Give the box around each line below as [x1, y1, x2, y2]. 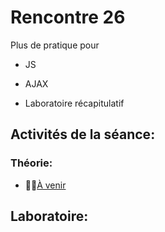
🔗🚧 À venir [24, 179, 67, 191]
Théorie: [10, 156, 53, 170]
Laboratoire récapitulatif [24, 97, 125, 109]
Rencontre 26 [10, 6, 126, 29]
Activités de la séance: [10, 126, 156, 143]
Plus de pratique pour [10, 39, 100, 51]
